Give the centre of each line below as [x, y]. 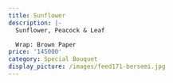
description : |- [35, 23]
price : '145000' [35, 52]
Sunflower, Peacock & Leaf [60, 30]
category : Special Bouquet [53, 59]
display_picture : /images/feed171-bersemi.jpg [87, 67]
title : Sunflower [37, 15]
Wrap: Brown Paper [46, 44]
